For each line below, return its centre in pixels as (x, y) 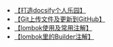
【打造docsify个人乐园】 (50, 10)
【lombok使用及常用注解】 (53, 28)
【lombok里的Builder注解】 (54, 36)
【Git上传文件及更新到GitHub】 (59, 19)
